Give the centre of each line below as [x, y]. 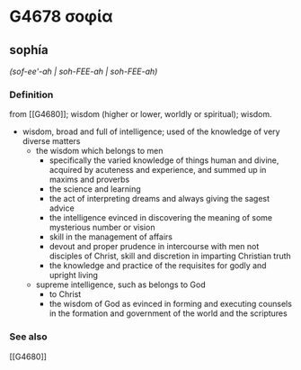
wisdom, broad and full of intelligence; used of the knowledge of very [151, 131]
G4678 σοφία [62, 17]
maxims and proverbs [89, 180]
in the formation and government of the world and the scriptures [168, 313]
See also [28, 337]
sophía [29, 50]
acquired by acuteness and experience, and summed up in [158, 170]
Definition [31, 95]
